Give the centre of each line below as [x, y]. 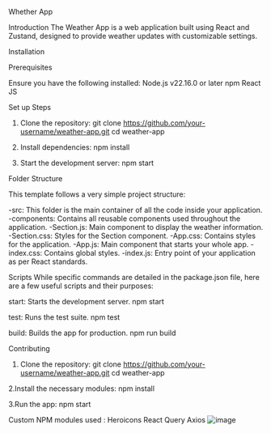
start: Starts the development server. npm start [86, 301]
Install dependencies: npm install [75, 147]
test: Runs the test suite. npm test [64, 317]
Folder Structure [36, 178]
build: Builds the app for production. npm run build [92, 333]
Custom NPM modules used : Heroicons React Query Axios [107, 420]
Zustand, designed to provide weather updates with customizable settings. [133, 36]
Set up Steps [30, 107]
